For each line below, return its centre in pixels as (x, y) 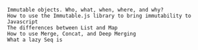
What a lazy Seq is (35, 40)
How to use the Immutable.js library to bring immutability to (99, 16)
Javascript (23, 22)
